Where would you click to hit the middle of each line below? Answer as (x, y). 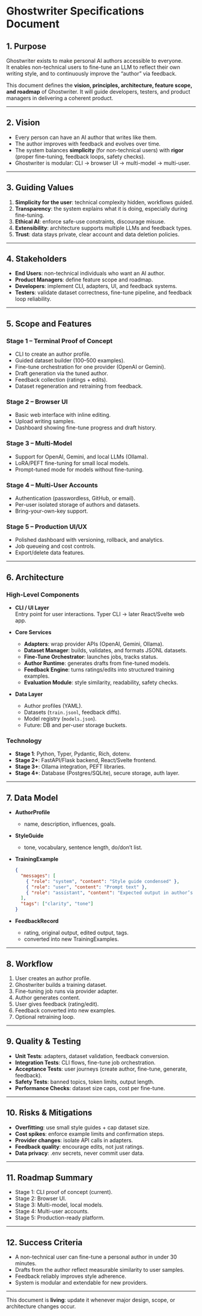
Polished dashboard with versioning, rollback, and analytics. (89, 540)
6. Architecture (35, 577)
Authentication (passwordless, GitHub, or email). (75, 498)
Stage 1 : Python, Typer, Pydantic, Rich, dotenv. (73, 754)
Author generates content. (47, 997)
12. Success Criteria (44, 1242)
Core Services (33, 632)
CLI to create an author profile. (53, 354)
